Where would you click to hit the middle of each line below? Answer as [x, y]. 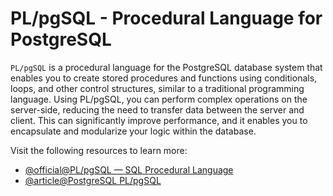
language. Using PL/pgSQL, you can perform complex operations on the [159, 99]
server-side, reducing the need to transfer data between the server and [157, 109]
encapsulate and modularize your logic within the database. [133, 131]
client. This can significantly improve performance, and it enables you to [159, 120]
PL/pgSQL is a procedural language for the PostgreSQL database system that [166, 67]
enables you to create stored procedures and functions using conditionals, [164, 78]
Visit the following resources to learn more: [99, 150]
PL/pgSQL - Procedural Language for [166, 18]
